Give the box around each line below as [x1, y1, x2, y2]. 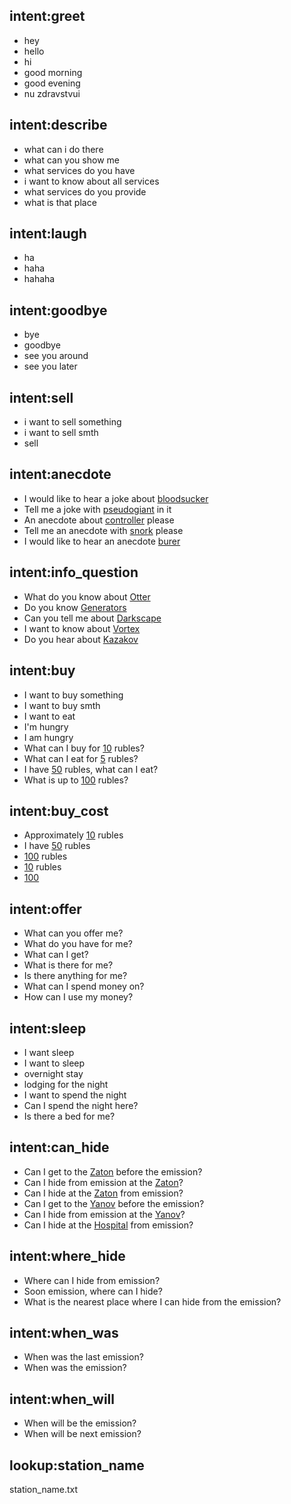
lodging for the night [23, 1078, 109, 1090]
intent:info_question [9, 564, 139, 581]
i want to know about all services [23, 175, 160, 187]
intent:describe [9, 117, 108, 134]
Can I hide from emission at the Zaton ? [23, 1176, 184, 1188]
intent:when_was [9, 1324, 119, 1341]
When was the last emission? [23, 1351, 144, 1363]
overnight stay [23, 1067, 84, 1079]
